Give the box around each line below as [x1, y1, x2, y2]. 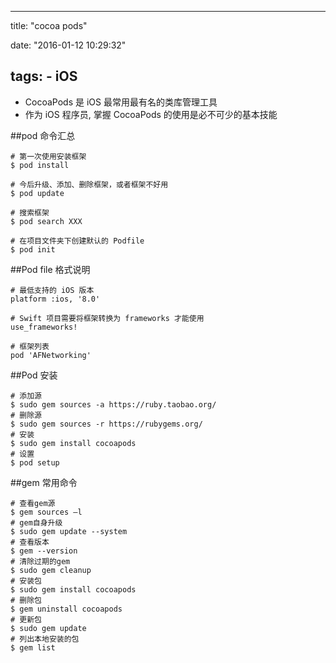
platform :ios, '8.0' [10, 294, 101, 304]
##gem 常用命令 [10, 476, 78, 488]
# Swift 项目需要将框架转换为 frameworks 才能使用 [10, 313, 205, 323]
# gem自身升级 [10, 517, 63, 528]
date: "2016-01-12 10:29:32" [10, 39, 127, 51]
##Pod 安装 [10, 369, 58, 381]
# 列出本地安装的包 [10, 634, 80, 644]
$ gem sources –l [10, 507, 83, 517]
